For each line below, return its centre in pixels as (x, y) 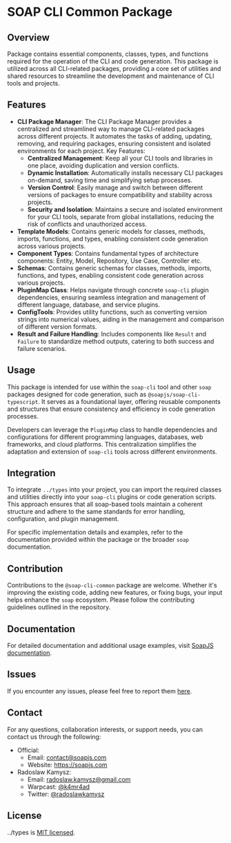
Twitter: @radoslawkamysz (66, 794)
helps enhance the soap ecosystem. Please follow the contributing (101, 600)
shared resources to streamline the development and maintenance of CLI (111, 76)
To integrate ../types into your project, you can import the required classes (114, 489)
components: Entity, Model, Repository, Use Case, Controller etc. (109, 261)
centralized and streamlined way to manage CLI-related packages (111, 129)
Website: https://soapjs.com (68, 764)
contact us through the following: (54, 737)
